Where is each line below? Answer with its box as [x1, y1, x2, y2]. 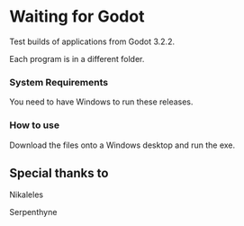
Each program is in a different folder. [9, 53, 145, 64]
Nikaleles [9, 189, 43, 200]
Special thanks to [9, 165, 109, 181]
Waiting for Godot [9, 6, 145, 27]
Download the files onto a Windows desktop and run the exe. [9, 140, 236, 150]
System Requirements [9, 76, 109, 88]
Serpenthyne [9, 207, 58, 218]
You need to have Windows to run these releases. [9, 96, 194, 107]
